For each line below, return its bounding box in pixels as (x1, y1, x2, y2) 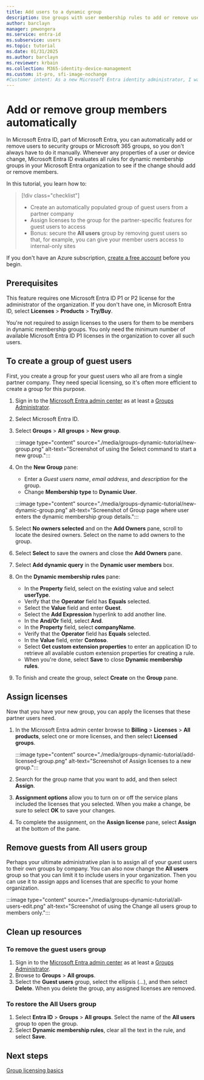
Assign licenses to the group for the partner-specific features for (30, 216, 192, 224)
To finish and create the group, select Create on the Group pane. (15, 674, 178, 681)
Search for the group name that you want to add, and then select (15, 775, 177, 783)
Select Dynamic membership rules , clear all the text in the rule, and (15, 1026, 186, 1034)
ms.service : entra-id (6, 32, 61, 38)
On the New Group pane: (15, 463, 78, 471)
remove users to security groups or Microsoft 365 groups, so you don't (6, 142, 184, 150)
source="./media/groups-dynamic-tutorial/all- (67, 896, 183, 904)
